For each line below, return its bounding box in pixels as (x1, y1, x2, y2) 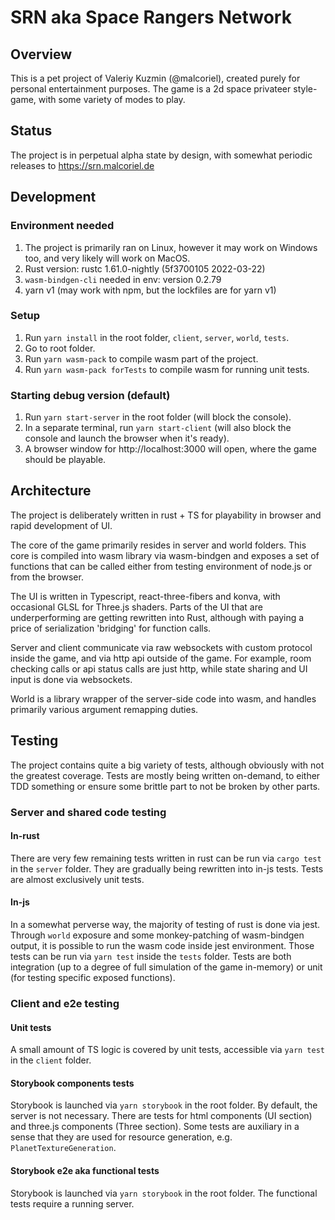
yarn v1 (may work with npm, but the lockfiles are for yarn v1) (24, 284, 277, 296)
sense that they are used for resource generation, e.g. (10, 1131, 233, 1143)
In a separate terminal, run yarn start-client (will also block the (24, 422, 292, 434)
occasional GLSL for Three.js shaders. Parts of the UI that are (10, 601, 263, 613)
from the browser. (10, 571, 84, 583)
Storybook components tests (10, 1077, 135, 1089)
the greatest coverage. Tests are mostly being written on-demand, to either (10, 769, 321, 781)
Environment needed (10, 219, 115, 233)
